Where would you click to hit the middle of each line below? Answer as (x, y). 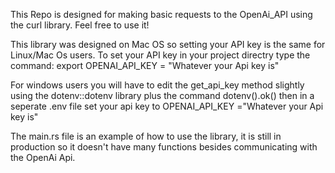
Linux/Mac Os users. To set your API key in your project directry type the (160, 55)
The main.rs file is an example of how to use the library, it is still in (146, 136)
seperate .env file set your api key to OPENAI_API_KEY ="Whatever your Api (167, 106)
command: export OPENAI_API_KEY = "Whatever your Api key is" (145, 65)
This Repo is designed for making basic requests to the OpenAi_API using (161, 14)
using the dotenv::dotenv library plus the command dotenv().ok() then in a (162, 95)
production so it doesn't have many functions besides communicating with (164, 147)
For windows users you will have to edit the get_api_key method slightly (157, 85)
